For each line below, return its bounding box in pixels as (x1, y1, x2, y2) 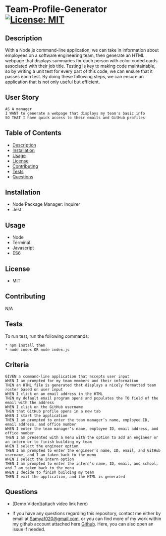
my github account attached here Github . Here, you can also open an (12, 521, 154, 527)
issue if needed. (12, 527, 46, 533)
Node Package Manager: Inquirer (12, 201, 80, 207)
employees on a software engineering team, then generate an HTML (5, 52, 145, 58)
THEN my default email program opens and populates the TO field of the (5, 396, 159, 401)
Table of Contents (5, 129, 62, 137)
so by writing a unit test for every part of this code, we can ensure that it (5, 68, 153, 74)
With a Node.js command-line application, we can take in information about (5, 47, 159, 53)
